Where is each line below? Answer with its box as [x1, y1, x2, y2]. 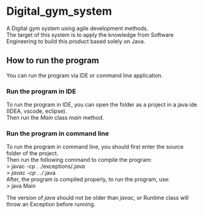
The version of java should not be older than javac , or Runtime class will [6, 194, 189, 202]
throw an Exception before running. [6, 201, 96, 208]
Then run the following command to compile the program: [6, 156, 152, 164]
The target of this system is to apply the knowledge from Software [6, 31, 174, 38]
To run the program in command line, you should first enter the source [6, 143, 184, 151]
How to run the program [6, 55, 99, 66]
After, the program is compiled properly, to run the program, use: [6, 176, 170, 183]
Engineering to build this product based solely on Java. [6, 37, 145, 45]
